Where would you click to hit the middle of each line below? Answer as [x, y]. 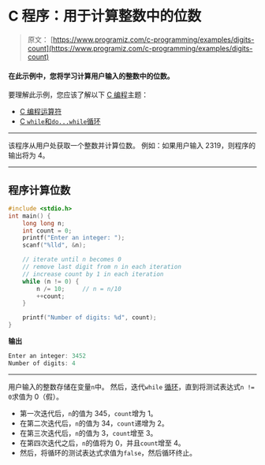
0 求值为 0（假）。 [35, 396]
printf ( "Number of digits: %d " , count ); [90, 318]
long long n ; [44, 223]
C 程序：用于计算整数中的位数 [105, 16]
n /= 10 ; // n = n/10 [79, 288]
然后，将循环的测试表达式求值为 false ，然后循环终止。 [108, 452]
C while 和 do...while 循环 [60, 121]
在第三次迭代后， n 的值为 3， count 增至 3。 [88, 433]
